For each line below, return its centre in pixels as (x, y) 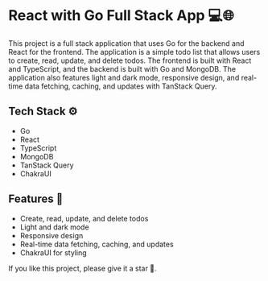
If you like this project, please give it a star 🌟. (82, 268)
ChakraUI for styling (53, 252)
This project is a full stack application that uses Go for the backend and (126, 43)
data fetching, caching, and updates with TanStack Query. (121, 86)
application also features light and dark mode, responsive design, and (124, 77)
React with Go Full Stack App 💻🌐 (122, 16)
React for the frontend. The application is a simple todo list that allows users (134, 52)
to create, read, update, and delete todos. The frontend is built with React (130, 60)
